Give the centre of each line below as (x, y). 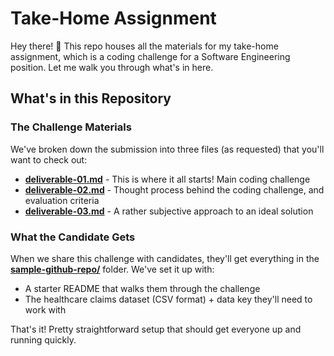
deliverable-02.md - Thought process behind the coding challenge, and (174, 189)
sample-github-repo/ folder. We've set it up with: (112, 269)
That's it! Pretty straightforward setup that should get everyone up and (156, 329)
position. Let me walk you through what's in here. (112, 67)
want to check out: (49, 159)
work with (45, 309)
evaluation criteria (62, 200)
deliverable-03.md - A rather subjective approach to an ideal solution (169, 211)
